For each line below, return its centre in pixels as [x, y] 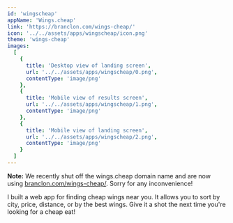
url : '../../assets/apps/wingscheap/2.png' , [91, 137]
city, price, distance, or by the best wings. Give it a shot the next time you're [116, 204]
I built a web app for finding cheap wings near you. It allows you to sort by [114, 197]
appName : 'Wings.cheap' [42, 20]
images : [18, 46]
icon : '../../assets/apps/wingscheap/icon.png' [78, 33]
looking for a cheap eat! [41, 212]
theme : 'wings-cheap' [39, 40]
